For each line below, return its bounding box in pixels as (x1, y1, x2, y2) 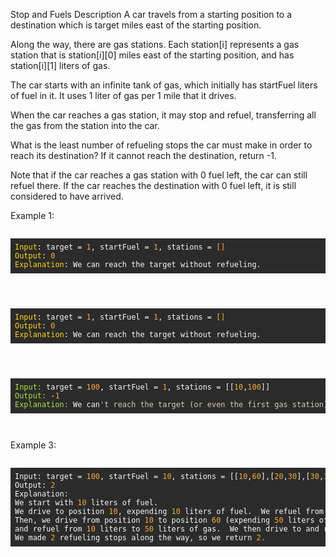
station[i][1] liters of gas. (10, 60, 111, 71)
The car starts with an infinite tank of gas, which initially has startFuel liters (10, 79, 318, 91)
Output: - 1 (14, 391, 60, 401)
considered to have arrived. (10, 190, 124, 202)
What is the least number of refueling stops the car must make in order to (10, 139, 313, 151)
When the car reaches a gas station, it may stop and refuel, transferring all (10, 109, 317, 121)
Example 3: (10, 439, 57, 451)
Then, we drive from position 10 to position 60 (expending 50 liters (14, 515, 315, 525)
